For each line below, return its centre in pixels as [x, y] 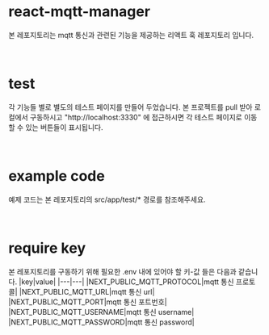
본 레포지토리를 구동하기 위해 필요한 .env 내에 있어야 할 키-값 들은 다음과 [122, 271]
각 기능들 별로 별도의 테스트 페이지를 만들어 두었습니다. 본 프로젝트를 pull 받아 [130, 107]
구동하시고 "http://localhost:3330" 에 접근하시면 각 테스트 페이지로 [136, 117]
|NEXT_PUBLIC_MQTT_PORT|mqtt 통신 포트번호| [88, 302]
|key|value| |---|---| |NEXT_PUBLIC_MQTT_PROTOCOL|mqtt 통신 [126, 282]
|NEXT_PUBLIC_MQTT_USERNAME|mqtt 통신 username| [101, 312]
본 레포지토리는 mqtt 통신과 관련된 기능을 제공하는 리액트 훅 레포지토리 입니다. [131, 35]
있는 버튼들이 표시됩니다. [64, 127]
